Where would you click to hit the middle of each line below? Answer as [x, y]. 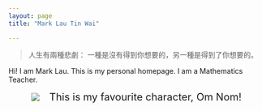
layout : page [30, 16]
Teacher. [23, 79]
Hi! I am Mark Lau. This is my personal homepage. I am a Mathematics [126, 70]
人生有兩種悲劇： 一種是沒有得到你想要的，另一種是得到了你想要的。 [143, 54]
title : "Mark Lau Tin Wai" [54, 23]
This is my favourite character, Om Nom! [145, 97]
